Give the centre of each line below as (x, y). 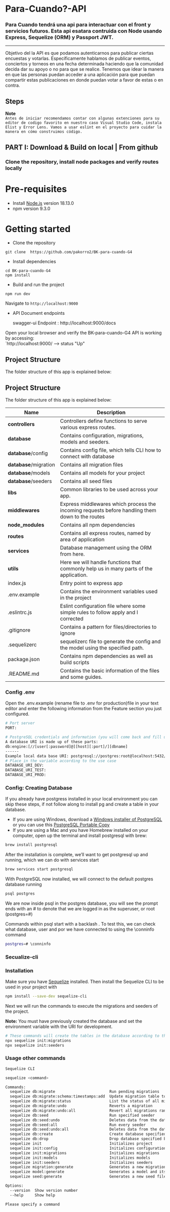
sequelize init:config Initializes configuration (88, 1148)
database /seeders (30, 481)
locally (14, 168)
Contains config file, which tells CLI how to (111, 450)
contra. (13, 85)
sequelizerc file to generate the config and (110, 642)
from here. (72, 554)
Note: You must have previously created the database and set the (74, 1021)
